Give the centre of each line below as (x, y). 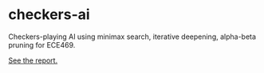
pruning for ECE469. (42, 44)
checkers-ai (49, 15)
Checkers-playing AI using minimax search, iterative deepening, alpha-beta (132, 36)
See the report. (33, 60)
